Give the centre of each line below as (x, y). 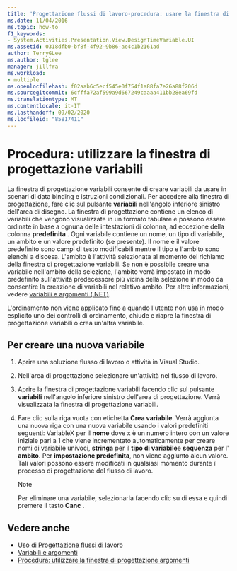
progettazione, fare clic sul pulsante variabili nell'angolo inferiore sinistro (114, 204)
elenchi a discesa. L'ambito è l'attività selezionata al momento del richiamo (116, 256)
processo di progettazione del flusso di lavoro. (85, 471)
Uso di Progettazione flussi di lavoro (70, 545)
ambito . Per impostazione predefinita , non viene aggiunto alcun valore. (123, 456)
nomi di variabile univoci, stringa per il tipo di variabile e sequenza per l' (123, 448)
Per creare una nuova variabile (76, 345)
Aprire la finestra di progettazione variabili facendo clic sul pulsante (116, 389)
